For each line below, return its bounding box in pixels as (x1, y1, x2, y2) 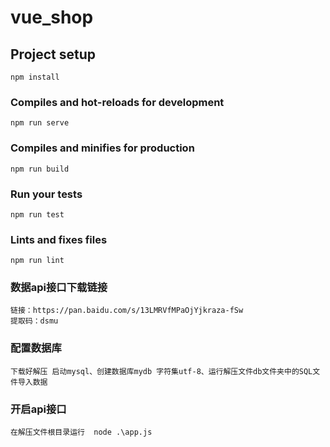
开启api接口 (10, 402, 67, 416)
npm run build (10, 164, 70, 174)
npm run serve (10, 118, 70, 128)
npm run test (10, 209, 65, 220)
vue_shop (10, 6, 94, 29)
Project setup (10, 46, 97, 63)
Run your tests (10, 187, 83, 201)
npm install (10, 72, 60, 82)
